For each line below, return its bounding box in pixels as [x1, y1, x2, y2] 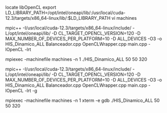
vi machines [111, 15, 137, 21]
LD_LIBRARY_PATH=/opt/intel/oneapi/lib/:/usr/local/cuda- [5, 10, 126, 16]
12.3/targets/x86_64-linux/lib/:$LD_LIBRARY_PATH [5, 15, 111, 21]
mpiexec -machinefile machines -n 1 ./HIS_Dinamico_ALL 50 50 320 [5, 56, 147, 62]
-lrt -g [24, 88, 38, 93]
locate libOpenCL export [5, 5, 56, 10]
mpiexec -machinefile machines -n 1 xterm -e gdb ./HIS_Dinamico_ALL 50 [5, 97, 160, 103]
